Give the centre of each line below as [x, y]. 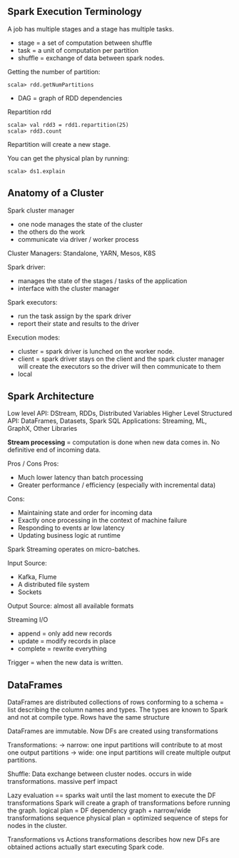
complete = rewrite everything [62, 649]
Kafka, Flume [37, 577]
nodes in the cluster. [37, 826]
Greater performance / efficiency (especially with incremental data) [117, 485]
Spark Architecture [51, 396]
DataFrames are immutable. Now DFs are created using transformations [113, 731]
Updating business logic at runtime [69, 536]
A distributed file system [54, 585]
